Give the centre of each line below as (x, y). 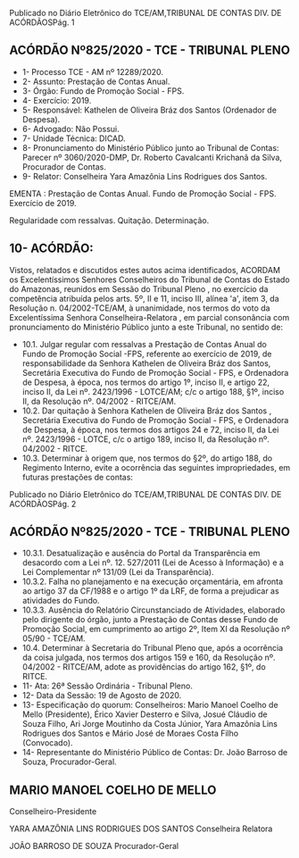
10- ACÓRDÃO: (51, 249)
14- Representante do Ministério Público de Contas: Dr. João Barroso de (155, 753)
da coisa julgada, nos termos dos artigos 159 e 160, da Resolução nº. (149, 658)
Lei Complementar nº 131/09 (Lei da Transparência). (118, 572)
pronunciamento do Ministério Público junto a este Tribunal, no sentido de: (146, 327)
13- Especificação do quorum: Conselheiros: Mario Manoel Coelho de (150, 705)
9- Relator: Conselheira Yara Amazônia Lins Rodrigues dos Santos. (145, 176)
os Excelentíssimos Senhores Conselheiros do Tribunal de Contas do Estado (149, 279)
